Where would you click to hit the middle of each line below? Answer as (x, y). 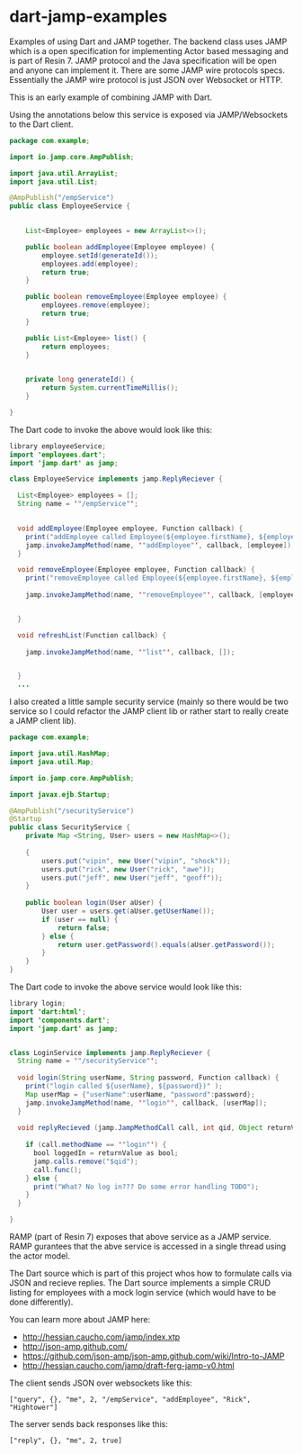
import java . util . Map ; (52, 762)
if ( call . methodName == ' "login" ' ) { (96, 1145)
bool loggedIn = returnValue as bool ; (106, 1153)
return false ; (84, 928)
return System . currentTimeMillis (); (110, 388)
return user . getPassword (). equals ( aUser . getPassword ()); (166, 944)
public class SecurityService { (70, 827)
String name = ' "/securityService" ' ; (88, 1061)
